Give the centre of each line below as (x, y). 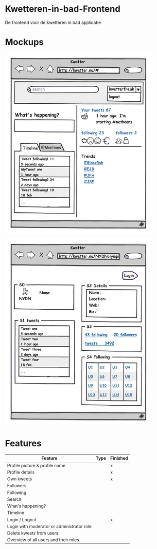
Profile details (21, 472)
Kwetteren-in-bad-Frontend (63, 9)
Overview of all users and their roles (43, 540)
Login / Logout (22, 519)
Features (23, 444)
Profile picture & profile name (36, 465)
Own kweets (20, 479)
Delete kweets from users (33, 533)
